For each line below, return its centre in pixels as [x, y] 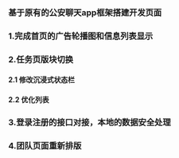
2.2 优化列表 [29, 99]
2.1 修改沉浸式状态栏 [42, 80]
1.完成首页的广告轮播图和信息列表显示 [81, 36]
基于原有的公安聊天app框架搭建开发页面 [85, 12]
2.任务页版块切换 [41, 59]
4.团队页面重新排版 [45, 145]
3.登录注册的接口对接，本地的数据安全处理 [89, 122]
